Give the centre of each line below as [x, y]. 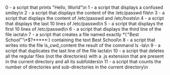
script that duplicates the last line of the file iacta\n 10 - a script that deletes [85, 51]
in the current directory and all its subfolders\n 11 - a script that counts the [83, 61]
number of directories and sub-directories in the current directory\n [77, 67]
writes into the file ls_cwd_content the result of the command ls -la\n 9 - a [83, 45]
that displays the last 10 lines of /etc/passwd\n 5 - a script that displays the [84, 23]
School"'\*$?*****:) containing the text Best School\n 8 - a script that [80, 40]
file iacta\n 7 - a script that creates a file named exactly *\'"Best [72, 34]
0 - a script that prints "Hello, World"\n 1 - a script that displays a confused [84, 7]
